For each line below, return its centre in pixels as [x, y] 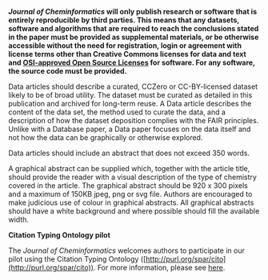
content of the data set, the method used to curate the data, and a [117, 112]
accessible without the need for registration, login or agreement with [125, 46]
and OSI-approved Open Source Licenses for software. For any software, [132, 62]
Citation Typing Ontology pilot [59, 235]
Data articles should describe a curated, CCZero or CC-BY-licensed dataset [133, 86]
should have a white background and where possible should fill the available [134, 211]
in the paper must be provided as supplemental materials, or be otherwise [134, 37]
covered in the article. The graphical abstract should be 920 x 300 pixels [128, 186]
